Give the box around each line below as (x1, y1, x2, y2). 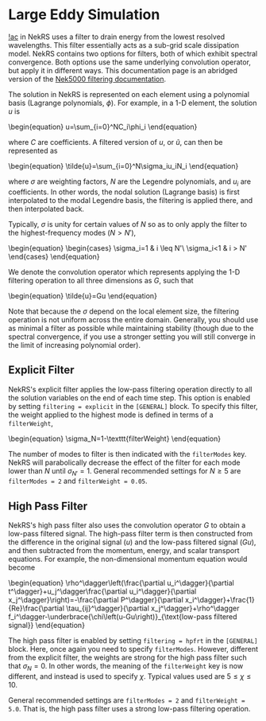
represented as (8, 146, 58, 155)
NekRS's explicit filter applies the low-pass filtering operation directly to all (8, 384, 253, 394)
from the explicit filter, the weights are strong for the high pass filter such (8, 653, 248, 662)
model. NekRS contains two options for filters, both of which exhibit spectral (8, 49, 258, 58)
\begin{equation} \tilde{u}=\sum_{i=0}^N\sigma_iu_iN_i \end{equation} (8, 161, 239, 170)
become (8, 563, 36, 572)
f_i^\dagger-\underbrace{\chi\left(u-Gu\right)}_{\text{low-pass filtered (8, 612, 237, 622)
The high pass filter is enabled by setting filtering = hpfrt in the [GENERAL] (8, 636, 258, 645)
